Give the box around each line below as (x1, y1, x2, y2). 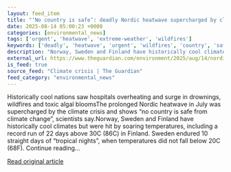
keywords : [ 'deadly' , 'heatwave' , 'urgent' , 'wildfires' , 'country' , (7, 42, 211, 49)
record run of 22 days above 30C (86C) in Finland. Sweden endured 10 (7, 129, 208, 138)
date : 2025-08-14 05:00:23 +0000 (7, 23, 103, 30)
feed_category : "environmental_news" (7, 74, 115, 81)
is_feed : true (7, 61, 48, 68)
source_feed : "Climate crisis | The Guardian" (7, 67, 143, 74)
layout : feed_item (7, 10, 60, 17)
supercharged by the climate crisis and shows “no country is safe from (7, 107, 208, 116)
